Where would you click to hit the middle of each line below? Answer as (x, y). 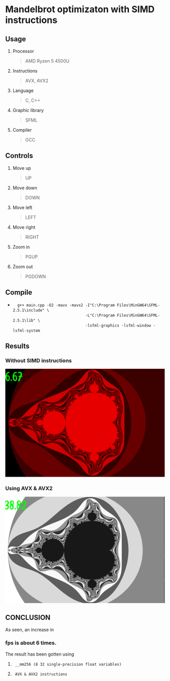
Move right (24, 227)
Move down (25, 188)
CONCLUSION (28, 617)
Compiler (22, 130)
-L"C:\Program (100, 315)
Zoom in (21, 247)
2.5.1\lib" (24, 320)
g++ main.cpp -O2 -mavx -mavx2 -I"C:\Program (66, 305)
